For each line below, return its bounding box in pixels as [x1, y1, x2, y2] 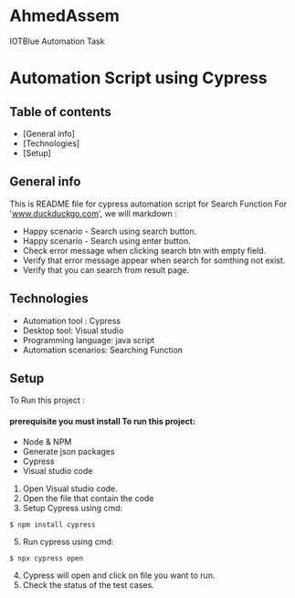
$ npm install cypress [9, 519, 96, 530]
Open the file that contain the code [22, 492, 154, 503]
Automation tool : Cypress [22, 315, 121, 326]
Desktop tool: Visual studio [22, 325, 124, 336]
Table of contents [9, 104, 111, 120]
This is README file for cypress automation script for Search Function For [9, 198, 288, 209]
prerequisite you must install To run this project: [9, 415, 196, 426]
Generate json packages [22, 446, 116, 456]
